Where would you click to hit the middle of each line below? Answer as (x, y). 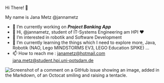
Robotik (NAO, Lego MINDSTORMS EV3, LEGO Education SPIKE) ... (81, 48)
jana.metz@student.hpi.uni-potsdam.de (53, 60)
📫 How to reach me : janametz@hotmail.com (59, 53)
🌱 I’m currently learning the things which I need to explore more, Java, (84, 42)
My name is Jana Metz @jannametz (42, 17)
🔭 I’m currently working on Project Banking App (62, 27)
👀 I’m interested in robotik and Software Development (67, 37)
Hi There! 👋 (17, 8)
